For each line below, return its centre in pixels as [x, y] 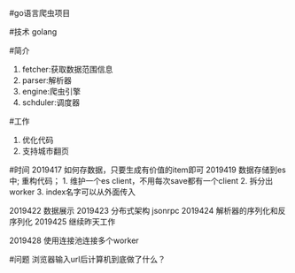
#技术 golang [33, 32]
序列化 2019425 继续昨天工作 [62, 222]
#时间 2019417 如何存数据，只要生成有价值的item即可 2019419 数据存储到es [147, 170]
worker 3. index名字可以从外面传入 [72, 192]
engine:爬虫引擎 [51, 91]
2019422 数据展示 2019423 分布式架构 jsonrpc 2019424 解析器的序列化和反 [147, 211]
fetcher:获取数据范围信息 [67, 69]
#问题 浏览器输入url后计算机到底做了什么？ [87, 259]
